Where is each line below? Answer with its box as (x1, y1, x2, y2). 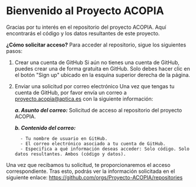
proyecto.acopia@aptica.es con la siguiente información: (14, 95, 153, 102)
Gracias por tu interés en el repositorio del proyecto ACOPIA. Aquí (6, 24, 166, 31)
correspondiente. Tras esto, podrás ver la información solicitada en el (6, 168, 175, 175)
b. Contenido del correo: (14, 124, 76, 131)
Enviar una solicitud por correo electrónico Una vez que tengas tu (14, 82, 175, 89)
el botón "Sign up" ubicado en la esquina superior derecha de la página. (14, 71, 191, 78)
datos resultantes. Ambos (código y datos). (14, 151, 126, 157)
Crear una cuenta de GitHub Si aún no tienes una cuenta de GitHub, (14, 59, 180, 66)
